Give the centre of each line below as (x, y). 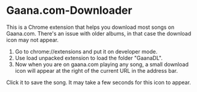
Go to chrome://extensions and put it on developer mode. (86, 51)
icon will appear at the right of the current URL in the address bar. (96, 70)
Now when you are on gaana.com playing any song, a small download (102, 64)
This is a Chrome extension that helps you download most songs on (90, 27)
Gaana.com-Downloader (69, 11)
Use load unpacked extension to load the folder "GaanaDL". (89, 58)
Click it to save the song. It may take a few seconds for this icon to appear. (99, 82)
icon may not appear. (33, 40)
